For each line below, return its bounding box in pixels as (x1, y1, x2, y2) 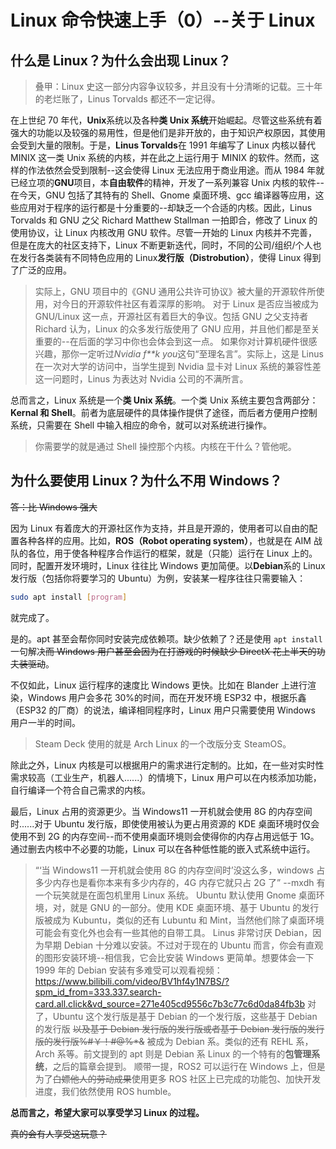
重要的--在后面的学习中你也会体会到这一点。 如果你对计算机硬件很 (34, 336, 309, 347)
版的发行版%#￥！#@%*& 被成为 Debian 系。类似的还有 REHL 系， (34, 1035, 314, 1047)
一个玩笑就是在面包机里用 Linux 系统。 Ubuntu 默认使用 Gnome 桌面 (34, 889, 317, 901)
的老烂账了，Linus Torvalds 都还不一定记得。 (34, 93, 221, 105)
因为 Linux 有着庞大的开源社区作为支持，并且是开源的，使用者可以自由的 (10, 522, 310, 534)
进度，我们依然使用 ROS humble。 (34, 1085, 177, 1097)
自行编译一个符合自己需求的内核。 (10, 784, 151, 796)
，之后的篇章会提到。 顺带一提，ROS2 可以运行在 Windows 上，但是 (43, 1060, 326, 1072)
